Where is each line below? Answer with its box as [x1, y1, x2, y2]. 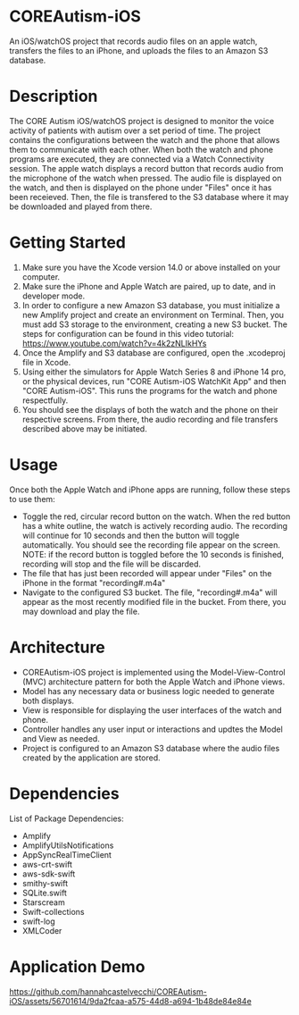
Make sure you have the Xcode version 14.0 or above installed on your [21, 262, 281, 273]
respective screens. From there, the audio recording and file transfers [21, 414, 278, 424]
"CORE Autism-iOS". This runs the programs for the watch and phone [21, 385, 278, 396]
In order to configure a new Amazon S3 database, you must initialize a [21, 299, 280, 310]
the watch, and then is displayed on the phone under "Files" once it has [9, 181, 272, 193]
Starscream [21, 896, 65, 908]
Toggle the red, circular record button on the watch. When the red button [21, 511, 291, 522]
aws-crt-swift [21, 859, 73, 869]
